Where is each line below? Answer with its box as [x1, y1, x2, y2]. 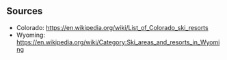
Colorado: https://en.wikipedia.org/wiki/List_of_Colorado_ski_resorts [16, 23, 209, 31]
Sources [6, 5, 43, 17]
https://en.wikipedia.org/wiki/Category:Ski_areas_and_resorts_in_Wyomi [16, 37, 220, 46]
